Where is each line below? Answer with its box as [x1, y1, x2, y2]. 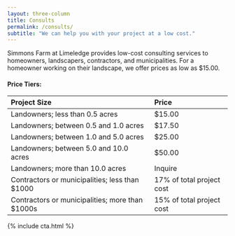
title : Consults [7, 17, 55, 24]
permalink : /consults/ [7, 23, 73, 30]
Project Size [10, 97, 52, 107]
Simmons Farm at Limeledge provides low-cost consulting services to [7, 49, 208, 57]
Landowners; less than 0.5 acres [10, 109, 118, 119]
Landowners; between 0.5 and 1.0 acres [10, 120, 145, 130]
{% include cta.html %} [7, 222, 75, 230]
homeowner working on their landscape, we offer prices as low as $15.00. [7, 64, 220, 72]
